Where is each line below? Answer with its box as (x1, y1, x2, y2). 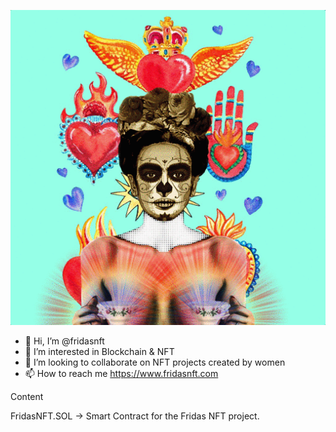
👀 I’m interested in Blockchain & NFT (24, 346, 175, 357)
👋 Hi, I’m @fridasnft (24, 335, 105, 347)
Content (10, 391, 44, 402)
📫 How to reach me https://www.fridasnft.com (24, 368, 219, 379)
